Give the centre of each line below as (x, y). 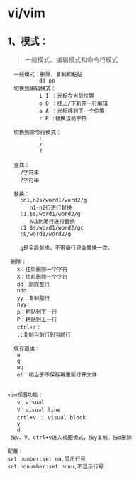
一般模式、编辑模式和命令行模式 (71, 60)
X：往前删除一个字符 (42, 277)
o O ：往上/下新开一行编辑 (73, 103)
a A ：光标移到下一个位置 (72, 111)
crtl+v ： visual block (51, 418)
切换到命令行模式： (38, 133)
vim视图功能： (26, 395)
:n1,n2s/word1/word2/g (54, 200)
